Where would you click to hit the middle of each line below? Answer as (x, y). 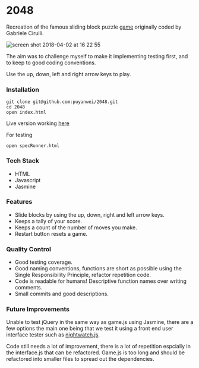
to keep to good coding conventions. (51, 63)
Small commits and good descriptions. (61, 294)
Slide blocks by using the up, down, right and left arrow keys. (89, 214)
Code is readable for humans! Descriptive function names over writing (101, 281)
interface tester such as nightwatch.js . (53, 335)
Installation (23, 89)
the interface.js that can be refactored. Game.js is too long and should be (96, 353)
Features (19, 202)
